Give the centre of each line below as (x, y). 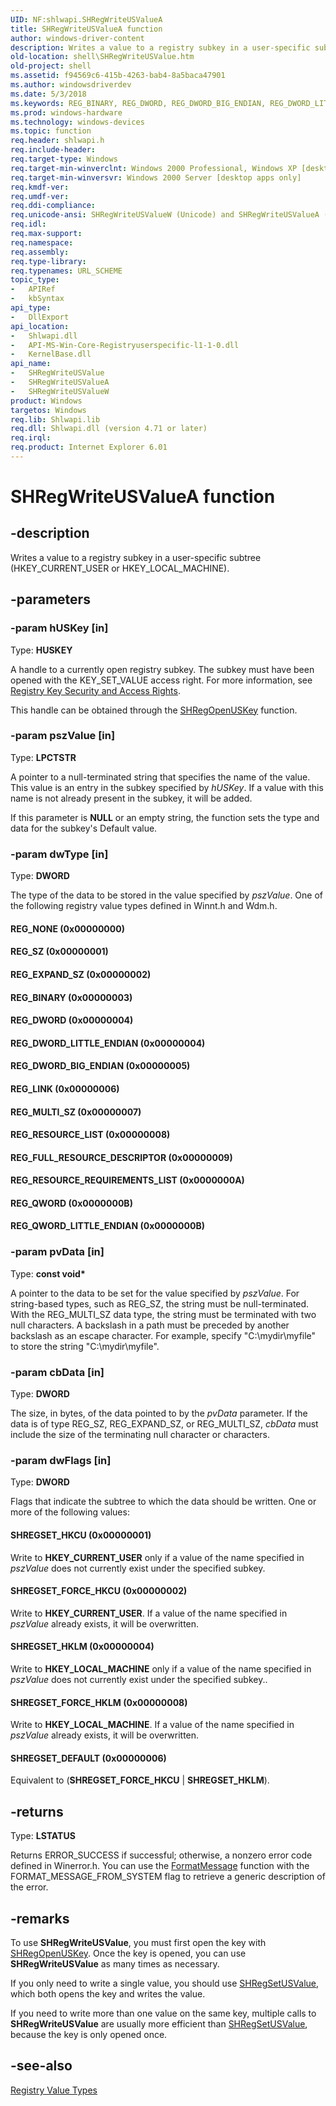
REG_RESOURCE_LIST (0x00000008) (90, 1135)
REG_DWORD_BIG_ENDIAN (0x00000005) (100, 1066)
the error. (29, 1887)
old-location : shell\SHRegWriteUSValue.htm (102, 57)
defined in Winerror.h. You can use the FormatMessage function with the (160, 1866)
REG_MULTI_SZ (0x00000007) (76, 1112)
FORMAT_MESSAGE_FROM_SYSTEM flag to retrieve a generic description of (168, 1877)
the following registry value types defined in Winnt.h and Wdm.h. (144, 906)
